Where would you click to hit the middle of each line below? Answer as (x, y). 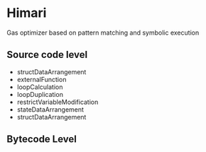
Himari (27, 13)
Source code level (47, 55)
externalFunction (42, 79)
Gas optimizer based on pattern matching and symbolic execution (103, 33)
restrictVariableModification (58, 102)
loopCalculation (40, 87)
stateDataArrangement (50, 109)
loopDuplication (40, 94)
